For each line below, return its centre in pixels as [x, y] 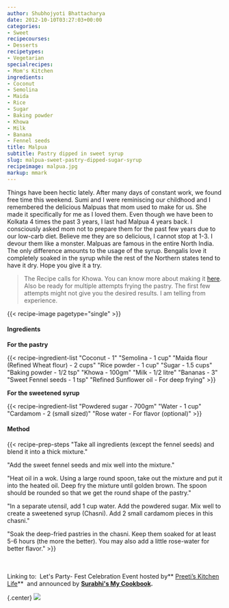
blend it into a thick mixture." [47, 451]
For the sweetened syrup [43, 393]
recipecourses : [29, 39]
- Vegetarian [26, 58]
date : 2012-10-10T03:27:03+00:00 [55, 20]
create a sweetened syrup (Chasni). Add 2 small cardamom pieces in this [110, 513]
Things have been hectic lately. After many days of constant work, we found [114, 192]
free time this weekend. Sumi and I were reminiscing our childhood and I [109, 199]
